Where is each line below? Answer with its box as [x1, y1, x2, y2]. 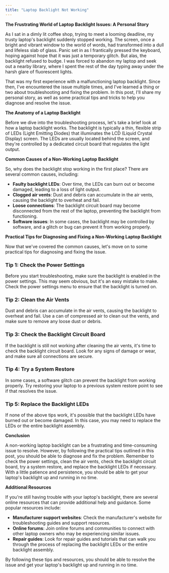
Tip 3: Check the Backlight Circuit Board [5, 331, 105, 338]
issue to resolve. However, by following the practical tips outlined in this [5, 448, 154, 454]
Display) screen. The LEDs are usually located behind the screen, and [5, 135, 150, 141]
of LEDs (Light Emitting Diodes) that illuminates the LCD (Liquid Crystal [5, 130, 152, 136]
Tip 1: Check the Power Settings [5, 261, 85, 268]
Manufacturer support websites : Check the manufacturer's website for [12, 514, 162, 520]
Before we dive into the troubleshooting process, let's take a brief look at [5, 119, 156, 125]
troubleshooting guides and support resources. [12, 520, 111, 526]
